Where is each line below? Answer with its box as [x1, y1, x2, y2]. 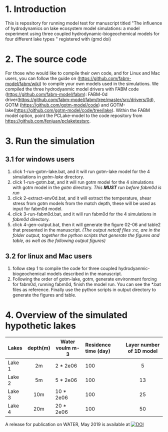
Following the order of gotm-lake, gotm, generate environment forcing [12, 276, 157, 282]
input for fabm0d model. [12, 205, 63, 211]
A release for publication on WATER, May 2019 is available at [5, 421, 130, 427]
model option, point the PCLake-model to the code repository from [5, 112, 142, 118]
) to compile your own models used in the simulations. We [39, 80, 159, 86]
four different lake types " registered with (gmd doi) [5, 36, 111, 42]
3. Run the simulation [5, 135, 95, 147]
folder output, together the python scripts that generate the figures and [12, 232, 160, 238]
